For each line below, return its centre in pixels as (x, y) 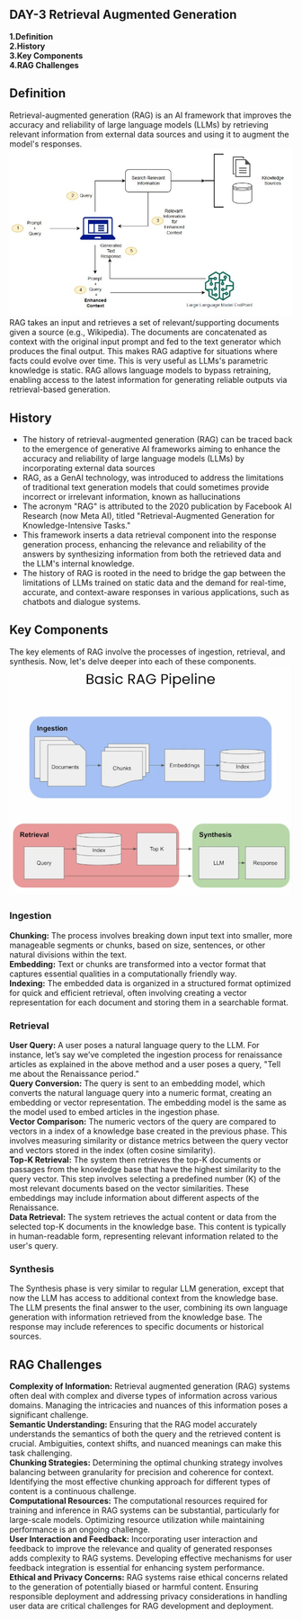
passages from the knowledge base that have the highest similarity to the (145, 1169)
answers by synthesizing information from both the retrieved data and (151, 554)
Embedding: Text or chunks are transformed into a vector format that (138, 964)
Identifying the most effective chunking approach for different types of (140, 1482)
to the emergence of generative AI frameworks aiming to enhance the (151, 450)
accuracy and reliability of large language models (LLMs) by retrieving (139, 124)
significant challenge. (49, 1414)
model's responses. (46, 144)
